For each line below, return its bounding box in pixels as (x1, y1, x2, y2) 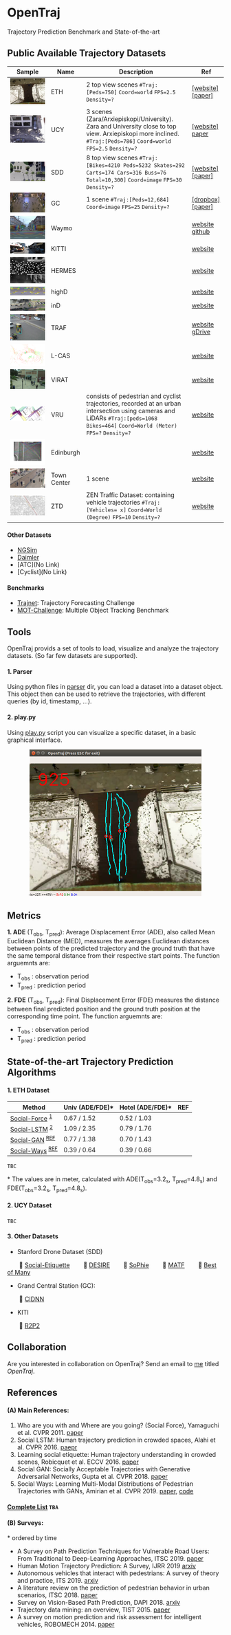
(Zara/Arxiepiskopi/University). (86, 115, 174, 123)
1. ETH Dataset (7, 1086, 50, 1094)
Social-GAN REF (10, 1134, 56, 1144)
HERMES (51, 267, 76, 275)
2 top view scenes (86, 80, 138, 89)
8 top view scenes (86, 153, 138, 162)
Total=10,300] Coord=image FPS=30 (86, 177, 182, 184)
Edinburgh (51, 448, 80, 457)
